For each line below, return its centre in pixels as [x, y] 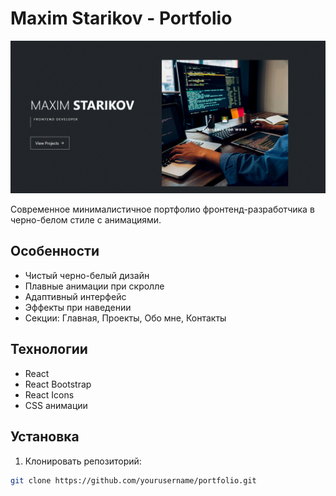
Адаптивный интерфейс [75, 296]
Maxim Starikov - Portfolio [121, 18]
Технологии [49, 349]
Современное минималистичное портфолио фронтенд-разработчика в [162, 209]
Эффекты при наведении [78, 307]
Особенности [55, 251]
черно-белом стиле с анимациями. [86, 220]
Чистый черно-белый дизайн [87, 275]
